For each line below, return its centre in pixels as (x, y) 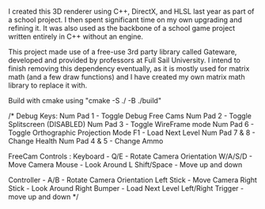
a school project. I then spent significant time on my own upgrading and (125, 20)
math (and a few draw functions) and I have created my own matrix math (127, 77)
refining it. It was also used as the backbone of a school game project (122, 28)
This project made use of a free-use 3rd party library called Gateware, (123, 52)
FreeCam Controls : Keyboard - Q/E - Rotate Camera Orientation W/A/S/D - (131, 156)
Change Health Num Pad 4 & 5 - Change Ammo (86, 141)
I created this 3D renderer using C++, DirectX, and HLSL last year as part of (131, 11)
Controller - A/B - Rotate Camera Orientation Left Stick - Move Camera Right (132, 180)
